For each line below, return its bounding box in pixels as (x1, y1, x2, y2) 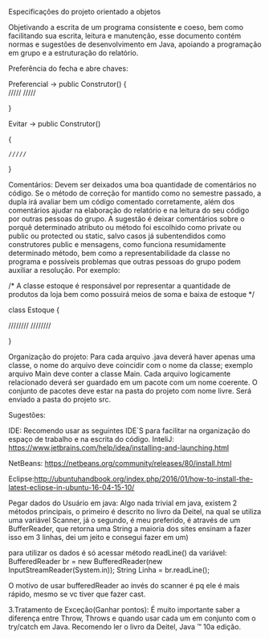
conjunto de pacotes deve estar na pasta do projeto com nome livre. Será (8, 386, 251, 395)
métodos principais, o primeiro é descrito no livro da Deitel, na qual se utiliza (8, 507, 262, 516)
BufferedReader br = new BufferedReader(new (8, 557, 163, 566)
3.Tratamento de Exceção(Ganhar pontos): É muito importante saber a (8, 605, 241, 614)
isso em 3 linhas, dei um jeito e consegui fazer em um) (8, 533, 189, 542)
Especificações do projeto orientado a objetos (8, 7, 161, 16)
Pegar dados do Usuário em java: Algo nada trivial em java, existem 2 (8, 498, 238, 508)
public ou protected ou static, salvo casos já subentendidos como (8, 231, 226, 241)
